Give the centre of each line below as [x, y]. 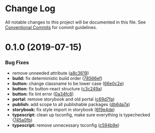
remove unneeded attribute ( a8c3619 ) [51, 73]
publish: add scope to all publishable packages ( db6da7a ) [71, 105]
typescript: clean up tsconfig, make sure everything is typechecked [81, 115]
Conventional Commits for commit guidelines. [51, 27]
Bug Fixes [17, 63]
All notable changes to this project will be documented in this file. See [76, 22]
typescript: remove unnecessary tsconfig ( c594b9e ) [66, 125]
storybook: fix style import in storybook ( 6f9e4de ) [64, 110]
